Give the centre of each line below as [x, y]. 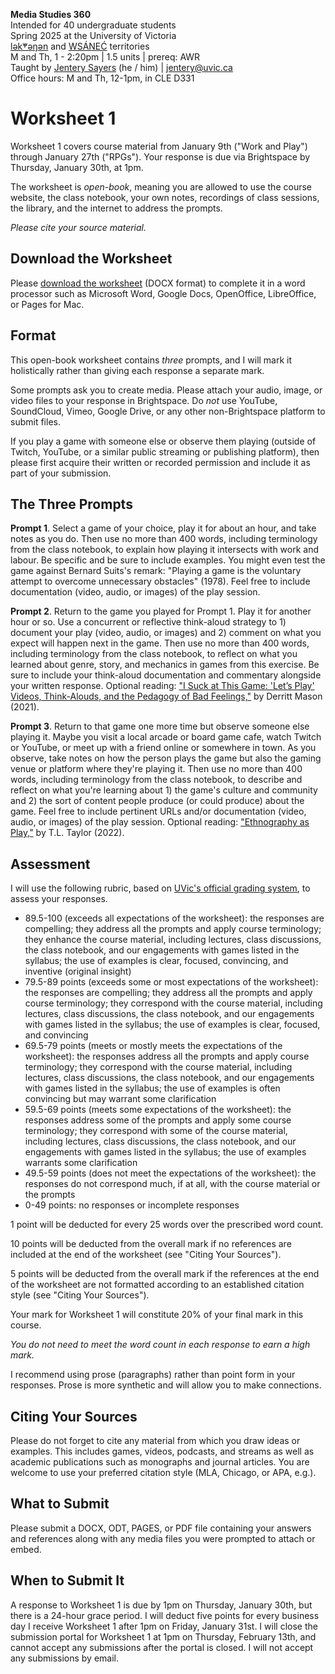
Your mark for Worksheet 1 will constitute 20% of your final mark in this [157, 1315]
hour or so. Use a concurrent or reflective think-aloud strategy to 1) [148, 622]
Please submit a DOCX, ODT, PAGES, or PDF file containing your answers [161, 1528]
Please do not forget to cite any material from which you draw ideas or [155, 1440]
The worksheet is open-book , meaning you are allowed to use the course [161, 186]
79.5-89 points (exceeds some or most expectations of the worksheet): [171, 982]
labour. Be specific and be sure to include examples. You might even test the [168, 560]
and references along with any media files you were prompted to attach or [163, 1538]
